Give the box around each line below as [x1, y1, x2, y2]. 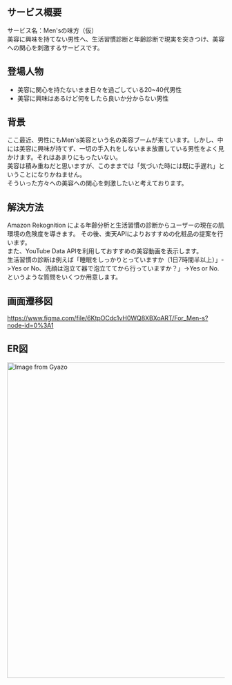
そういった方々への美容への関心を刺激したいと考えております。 [7, 179, 188, 188]
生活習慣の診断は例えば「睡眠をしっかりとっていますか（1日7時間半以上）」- [7, 255, 224, 264]
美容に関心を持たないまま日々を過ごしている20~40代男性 [17, 85, 182, 93]
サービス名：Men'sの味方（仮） [7, 26, 98, 35]
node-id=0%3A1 [7, 321, 54, 330]
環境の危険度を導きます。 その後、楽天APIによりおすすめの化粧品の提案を [7, 230, 217, 238]
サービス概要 [7, 6, 62, 19]
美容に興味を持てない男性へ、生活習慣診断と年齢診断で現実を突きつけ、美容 [7, 35, 225, 43]
